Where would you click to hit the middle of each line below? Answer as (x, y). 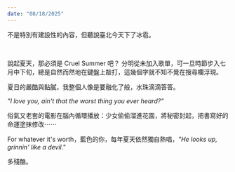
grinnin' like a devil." (36, 147)
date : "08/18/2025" (36, 14)
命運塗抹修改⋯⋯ (32, 124)
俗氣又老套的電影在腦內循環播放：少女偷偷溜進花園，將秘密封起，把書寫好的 (118, 115)
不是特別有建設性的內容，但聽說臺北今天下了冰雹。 (81, 34)
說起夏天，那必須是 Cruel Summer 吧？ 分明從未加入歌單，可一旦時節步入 (114, 63)
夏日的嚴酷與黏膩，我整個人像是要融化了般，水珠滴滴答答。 (93, 87)
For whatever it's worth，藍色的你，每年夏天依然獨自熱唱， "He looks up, (112, 139)
